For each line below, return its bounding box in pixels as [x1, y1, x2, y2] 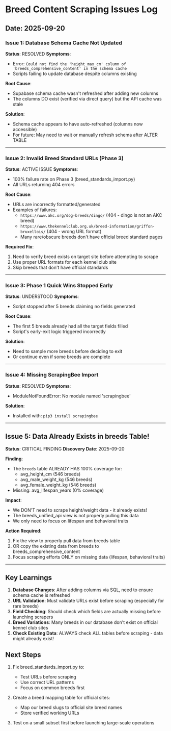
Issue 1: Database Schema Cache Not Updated [5, 39, 122, 46]
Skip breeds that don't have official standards [12, 264, 108, 271]
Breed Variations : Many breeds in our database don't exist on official [12, 619, 158, 625]
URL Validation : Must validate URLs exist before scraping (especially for [12, 598, 164, 604]
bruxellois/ [20, 230, 46, 235]
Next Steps [5, 650, 41, 659]
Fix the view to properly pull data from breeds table [12, 537, 121, 544]
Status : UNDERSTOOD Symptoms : [5, 293, 79, 299]
